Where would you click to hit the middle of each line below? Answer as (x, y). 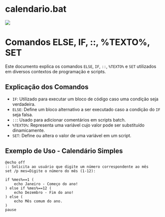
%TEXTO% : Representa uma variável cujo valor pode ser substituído (78, 125)
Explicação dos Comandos (47, 87)
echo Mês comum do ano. (38, 201)
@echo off (15, 162)
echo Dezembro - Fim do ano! (44, 192)
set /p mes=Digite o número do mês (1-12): (50, 171)
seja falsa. (23, 115)
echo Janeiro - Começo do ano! (46, 184)
